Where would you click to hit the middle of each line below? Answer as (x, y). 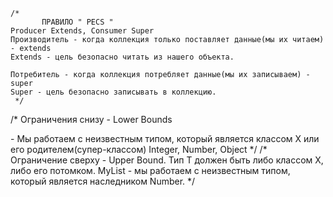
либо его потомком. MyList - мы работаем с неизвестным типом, (150, 170)
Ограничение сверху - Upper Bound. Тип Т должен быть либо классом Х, (167, 160)
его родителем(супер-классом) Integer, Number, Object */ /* (139, 149)
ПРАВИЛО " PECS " (77, 22)
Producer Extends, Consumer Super (82, 31)
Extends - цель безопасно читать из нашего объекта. (122, 57)
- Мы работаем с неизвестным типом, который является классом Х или (165, 138)
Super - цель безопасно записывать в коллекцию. (113, 92)
